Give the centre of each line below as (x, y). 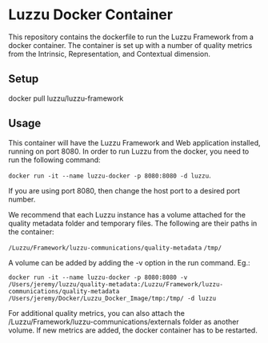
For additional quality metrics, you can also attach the (97, 313)
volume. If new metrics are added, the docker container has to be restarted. (133, 330)
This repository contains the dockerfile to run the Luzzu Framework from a (131, 37)
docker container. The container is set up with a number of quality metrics (130, 45)
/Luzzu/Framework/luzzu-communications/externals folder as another (124, 321)
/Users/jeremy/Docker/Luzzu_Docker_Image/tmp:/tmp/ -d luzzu (112, 298)
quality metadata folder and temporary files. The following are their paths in (133, 223)
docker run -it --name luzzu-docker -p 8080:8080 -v (98, 277)
